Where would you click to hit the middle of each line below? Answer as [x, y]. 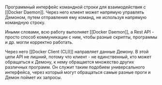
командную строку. [25, 22]
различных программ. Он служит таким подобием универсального [75, 67]
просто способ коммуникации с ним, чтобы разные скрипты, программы [81, 37]
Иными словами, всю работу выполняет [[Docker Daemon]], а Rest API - [80, 32]
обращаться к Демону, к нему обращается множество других [70, 62]
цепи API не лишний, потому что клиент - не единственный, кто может [78, 57]
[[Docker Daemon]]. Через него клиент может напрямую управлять [74, 12]
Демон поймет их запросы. [33, 77]
